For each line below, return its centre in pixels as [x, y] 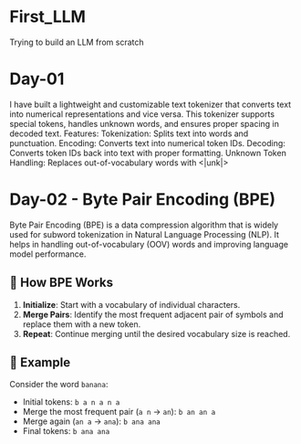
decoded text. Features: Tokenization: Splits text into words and [129, 133]
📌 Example [40, 363]
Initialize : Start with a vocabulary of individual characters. [131, 304]
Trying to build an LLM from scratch [77, 42]
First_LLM [48, 17]
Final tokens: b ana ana [66, 431]
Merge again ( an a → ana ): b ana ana [92, 421]
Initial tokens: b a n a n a [71, 402]
